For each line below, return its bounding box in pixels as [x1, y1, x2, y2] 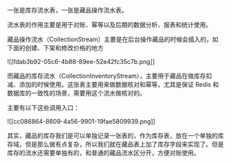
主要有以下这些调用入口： [7, 104, 80, 111]
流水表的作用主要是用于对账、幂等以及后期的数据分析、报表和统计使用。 [7, 21, 212, 29]
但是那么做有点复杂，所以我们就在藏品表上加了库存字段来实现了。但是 [25, 140, 224, 148]
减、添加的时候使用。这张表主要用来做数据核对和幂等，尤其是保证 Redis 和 [7, 80, 219, 88]
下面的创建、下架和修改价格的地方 [7, 44, 104, 52]
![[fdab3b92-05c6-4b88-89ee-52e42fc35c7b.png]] [7, 58, 155, 65]
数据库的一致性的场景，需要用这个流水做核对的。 [7, 89, 146, 97]
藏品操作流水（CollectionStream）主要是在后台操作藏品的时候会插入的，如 [7, 35, 219, 43]
